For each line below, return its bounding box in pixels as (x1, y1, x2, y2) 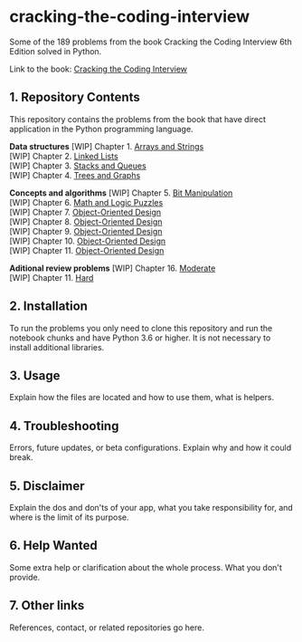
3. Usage (9, 368, 61, 383)
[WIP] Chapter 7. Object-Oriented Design (9, 206, 162, 217)
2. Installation (9, 299, 89, 314)
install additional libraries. (9, 341, 105, 352)
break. (9, 452, 33, 463)
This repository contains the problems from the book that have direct (9, 113, 267, 124)
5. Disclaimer (9, 478, 85, 493)
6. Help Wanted (9, 538, 98, 553)
